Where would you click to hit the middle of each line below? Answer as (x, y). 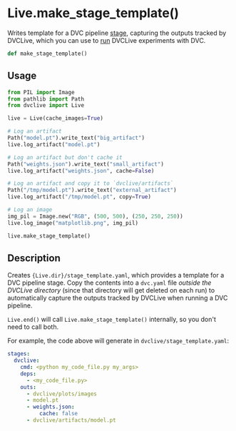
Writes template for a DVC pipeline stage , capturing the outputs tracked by (117, 33)
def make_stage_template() (47, 54)
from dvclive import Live (46, 106)
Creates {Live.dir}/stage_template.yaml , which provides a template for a (116, 275)
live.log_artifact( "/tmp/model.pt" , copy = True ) (79, 197)
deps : (29, 374)
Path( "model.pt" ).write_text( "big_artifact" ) (76, 138)
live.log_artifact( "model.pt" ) (54, 144)
